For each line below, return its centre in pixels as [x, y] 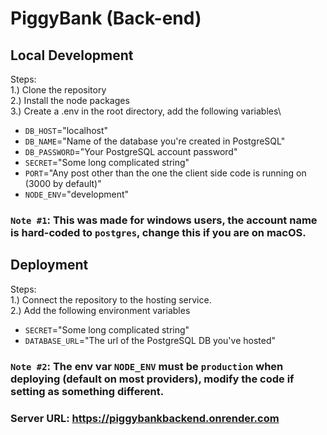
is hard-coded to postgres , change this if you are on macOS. [158, 232]
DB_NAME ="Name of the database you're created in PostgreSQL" [155, 141]
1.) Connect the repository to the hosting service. [111, 299]
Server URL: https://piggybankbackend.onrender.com [145, 418]
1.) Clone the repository [58, 90]
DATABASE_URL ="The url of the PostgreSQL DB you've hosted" [150, 340]
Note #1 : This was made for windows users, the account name [164, 220]
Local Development [72, 55]
